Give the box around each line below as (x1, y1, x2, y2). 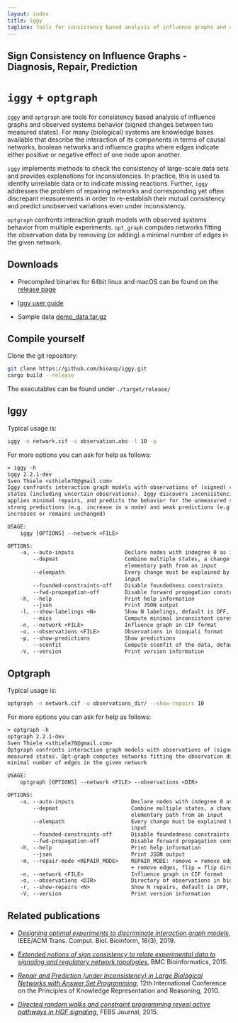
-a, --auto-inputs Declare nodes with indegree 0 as (20, 549, 227, 556)
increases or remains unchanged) (7, 510, 106, 517)
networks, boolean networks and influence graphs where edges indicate (7, 142, 220, 151)
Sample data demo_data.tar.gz (17, 312, 107, 321)
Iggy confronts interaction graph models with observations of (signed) (7, 484, 227, 491)
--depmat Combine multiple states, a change (33, 555, 230, 563)
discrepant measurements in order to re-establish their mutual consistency (7, 194, 225, 203)
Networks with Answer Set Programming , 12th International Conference (17, 978, 227, 987)
